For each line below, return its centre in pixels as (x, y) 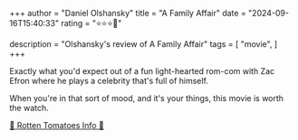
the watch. (29, 108)
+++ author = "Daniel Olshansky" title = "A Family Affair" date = (128, 13)
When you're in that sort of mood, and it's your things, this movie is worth (146, 98)
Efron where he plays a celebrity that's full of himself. (109, 81)
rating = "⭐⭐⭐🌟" (91, 23)
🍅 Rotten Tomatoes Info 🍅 (57, 125)
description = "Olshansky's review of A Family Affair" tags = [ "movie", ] (144, 44)
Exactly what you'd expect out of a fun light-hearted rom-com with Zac (142, 71)
